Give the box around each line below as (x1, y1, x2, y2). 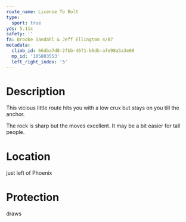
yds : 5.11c (6, 25, 33, 32)
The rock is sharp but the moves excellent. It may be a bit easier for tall (6, 122, 181, 129)
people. (6, 129, 25, 136)
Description (6, 84, 66, 98)
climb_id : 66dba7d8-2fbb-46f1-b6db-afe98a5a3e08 (11, 48, 135, 54)
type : (6, 14, 20, 20)
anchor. (6, 111, 25, 118)
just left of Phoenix (6, 169, 52, 177)
